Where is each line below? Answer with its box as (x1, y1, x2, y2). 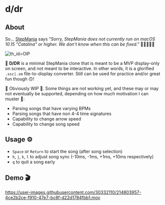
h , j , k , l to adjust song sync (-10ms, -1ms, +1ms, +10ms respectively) (12, 153, 154, 159)
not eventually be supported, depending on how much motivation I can (5, 91, 149, 96)
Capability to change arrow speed (12, 116, 81, 121)
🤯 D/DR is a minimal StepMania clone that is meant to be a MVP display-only (5, 60, 160, 66)
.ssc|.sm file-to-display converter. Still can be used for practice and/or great (5, 71, 161, 77)
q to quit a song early (12, 159, 55, 165)
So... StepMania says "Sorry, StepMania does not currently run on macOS (5, 36, 155, 42)
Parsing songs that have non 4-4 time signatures (12, 111, 112, 117)
